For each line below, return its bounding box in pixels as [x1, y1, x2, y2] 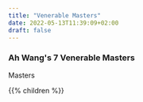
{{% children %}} [8, 85, 65, 95]
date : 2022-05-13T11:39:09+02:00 [8, 19, 119, 27]
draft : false [8, 26, 52, 34]
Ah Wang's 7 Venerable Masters [8, 52, 135, 63]
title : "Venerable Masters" [8, 11, 102, 20]
